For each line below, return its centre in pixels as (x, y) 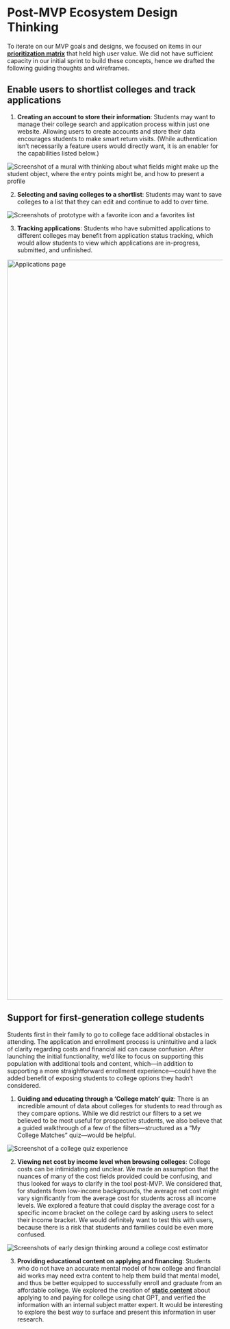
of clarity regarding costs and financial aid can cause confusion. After (105, 1049)
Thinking (33, 27)
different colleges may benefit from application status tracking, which (115, 235)
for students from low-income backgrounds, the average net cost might (118, 1191)
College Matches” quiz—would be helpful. (76, 1135)
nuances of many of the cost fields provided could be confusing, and (114, 1176)
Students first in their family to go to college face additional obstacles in (108, 1034)
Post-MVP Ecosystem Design (92, 13)
